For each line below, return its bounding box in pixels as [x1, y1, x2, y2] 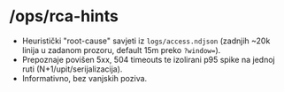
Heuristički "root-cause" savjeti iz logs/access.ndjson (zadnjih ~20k [21, 35, 271, 46]
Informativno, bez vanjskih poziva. [21, 73, 148, 83]
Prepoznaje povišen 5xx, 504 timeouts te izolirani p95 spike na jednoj [21, 54, 276, 65]
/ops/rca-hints [9, 6, 119, 27]
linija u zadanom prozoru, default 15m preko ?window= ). [21, 44, 221, 55]
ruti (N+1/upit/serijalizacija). [21, 64, 123, 74]
